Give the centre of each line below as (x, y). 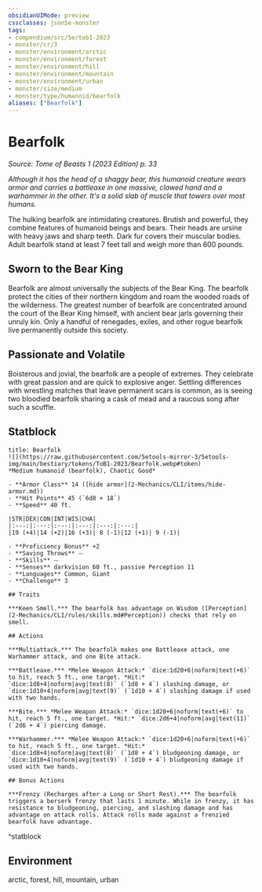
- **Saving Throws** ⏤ (46, 553)
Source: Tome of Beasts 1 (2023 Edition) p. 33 (83, 164)
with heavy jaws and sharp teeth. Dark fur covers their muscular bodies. (125, 236)
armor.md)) (26, 491)
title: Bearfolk (35, 450)
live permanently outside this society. (68, 330)
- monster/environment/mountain (61, 74)
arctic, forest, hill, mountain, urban (64, 880)
